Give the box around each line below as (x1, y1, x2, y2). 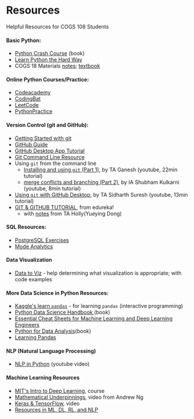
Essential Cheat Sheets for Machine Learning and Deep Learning (14, 315, 173, 322)
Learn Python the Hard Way (14, 56, 83, 63)
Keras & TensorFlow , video (14, 399, 80, 407)
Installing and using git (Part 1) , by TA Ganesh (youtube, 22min (23, 166, 177, 173)
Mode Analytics (14, 243, 53, 250)
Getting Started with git (14, 134, 72, 142)
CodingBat (14, 95, 41, 102)
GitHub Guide (14, 141, 48, 148)
